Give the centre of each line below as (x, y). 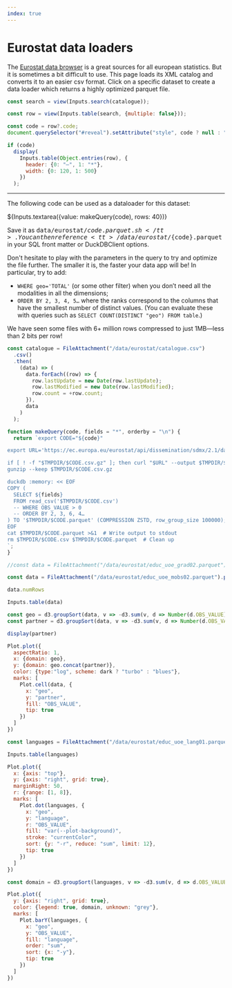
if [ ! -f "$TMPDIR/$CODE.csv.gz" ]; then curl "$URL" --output (101, 463)
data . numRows (26, 590)
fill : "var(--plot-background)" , (74, 831)
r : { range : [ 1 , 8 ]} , (43, 793)
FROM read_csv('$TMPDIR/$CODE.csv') (66, 501)
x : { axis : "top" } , (40, 773)
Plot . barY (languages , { (54, 920)
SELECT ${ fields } (38, 494)
